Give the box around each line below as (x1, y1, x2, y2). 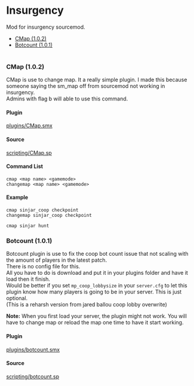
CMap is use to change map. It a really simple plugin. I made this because (6, 76, 187, 84)
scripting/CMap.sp (6, 149, 52, 156)
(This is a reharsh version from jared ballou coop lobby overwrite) (6, 301, 167, 308)
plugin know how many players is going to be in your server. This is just (6, 288, 182, 296)
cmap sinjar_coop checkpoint (6, 207, 79, 213)
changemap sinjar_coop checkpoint (6, 213, 93, 219)
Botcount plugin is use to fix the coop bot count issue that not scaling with (6, 250, 189, 258)
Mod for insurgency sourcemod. (6, 23, 85, 30)
